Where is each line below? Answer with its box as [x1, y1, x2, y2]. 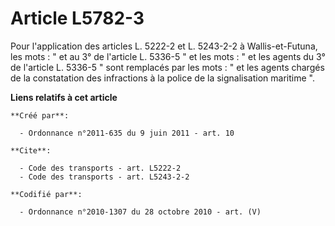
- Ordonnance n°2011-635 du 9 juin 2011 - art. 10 [19, 128, 235, 138]
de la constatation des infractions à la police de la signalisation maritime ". [10, 72, 315, 84]
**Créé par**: [10, 110, 70, 121]
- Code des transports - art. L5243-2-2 [19, 172, 190, 182]
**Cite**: [10, 145, 52, 156]
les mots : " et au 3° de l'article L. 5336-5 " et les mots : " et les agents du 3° [10, 50, 326, 62]
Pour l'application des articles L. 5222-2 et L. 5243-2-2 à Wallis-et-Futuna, [10, 40, 318, 52]
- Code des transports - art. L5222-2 [19, 163, 182, 173]
